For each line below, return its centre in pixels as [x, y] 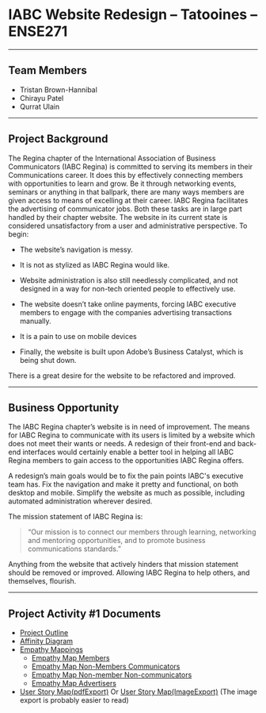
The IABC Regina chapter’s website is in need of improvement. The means [129, 427]
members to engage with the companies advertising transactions [125, 312]
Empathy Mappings [51, 649]
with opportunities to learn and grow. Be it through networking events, [122, 183]
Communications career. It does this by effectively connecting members [126, 175]
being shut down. [48, 360]
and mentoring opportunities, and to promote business [116, 541]
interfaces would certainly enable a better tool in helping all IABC [128, 452]
